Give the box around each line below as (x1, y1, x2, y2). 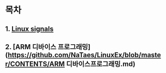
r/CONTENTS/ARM (5, 60, 65, 68)
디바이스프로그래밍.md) (66, 60, 136, 68)
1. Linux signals (5, 24, 54, 33)
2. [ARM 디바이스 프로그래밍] (5, 43, 91, 51)
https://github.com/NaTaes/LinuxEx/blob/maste (7, 51, 161, 59)
